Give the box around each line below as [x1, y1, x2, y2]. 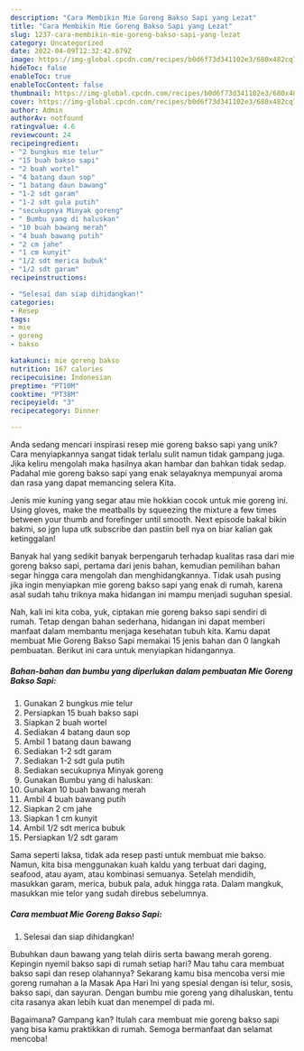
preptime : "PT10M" [10, 381, 79, 391]
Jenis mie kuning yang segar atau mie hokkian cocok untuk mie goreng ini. [10, 495, 289, 505]
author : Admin [10, 106, 64, 115]
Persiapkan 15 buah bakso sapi [23, 707, 139, 718]
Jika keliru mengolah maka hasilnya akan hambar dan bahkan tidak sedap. [10, 458, 287, 469]
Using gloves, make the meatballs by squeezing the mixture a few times [10, 504, 278, 515]
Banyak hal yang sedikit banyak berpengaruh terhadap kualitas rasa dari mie [10, 551, 295, 561]
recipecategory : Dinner [10, 407, 100, 416]
